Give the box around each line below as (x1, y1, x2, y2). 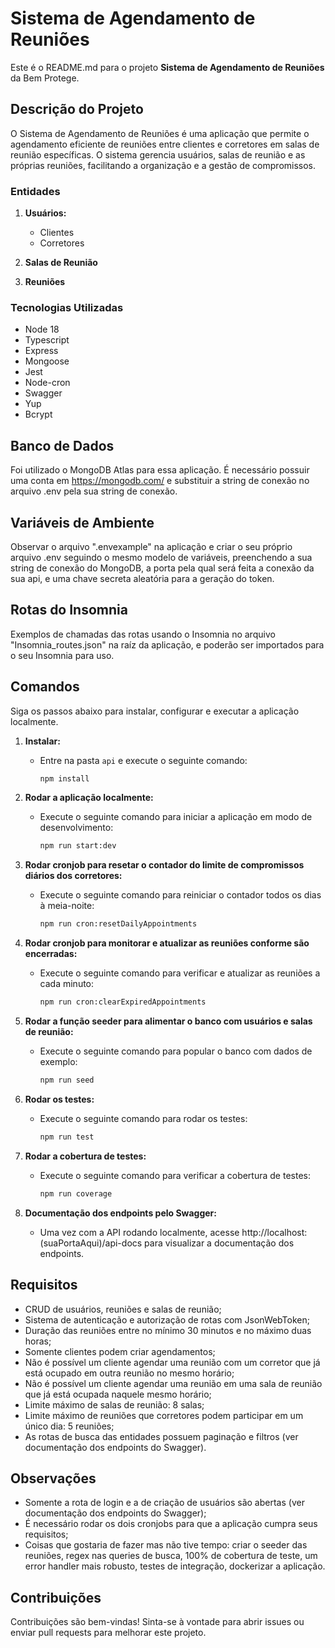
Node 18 (24, 323, 60, 336)
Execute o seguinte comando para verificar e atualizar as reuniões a (39, 967, 321, 979)
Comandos (10, 678, 80, 696)
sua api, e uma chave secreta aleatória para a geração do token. (10, 572, 275, 584)
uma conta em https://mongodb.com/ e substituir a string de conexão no (10, 475, 310, 487)
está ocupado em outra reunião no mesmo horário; (24, 1367, 235, 1379)
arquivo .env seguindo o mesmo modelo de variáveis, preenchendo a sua (10, 551, 313, 563)
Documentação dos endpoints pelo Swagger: (24, 1207, 217, 1219)
